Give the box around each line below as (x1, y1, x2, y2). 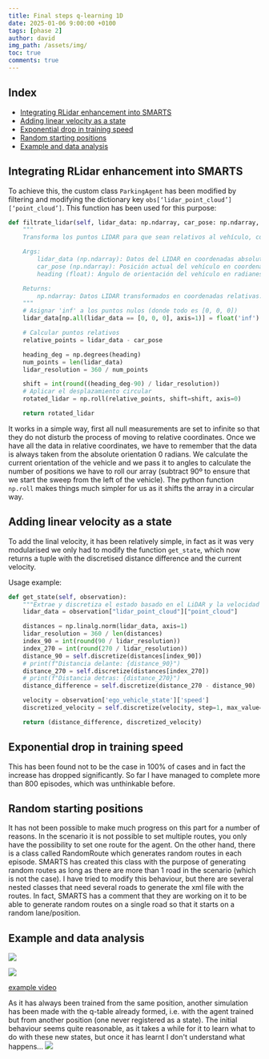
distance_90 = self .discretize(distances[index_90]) (22, 652, 203, 660)
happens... (8, 1042, 44, 1052)
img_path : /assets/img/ (8, 42, 88, 50)
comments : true (8, 57, 59, 65)
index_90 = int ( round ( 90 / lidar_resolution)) (22, 638, 181, 646)
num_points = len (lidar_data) (22, 358, 124, 366)
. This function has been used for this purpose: (62, 203, 217, 212)
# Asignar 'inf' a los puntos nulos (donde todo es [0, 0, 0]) (22, 307, 239, 315)
